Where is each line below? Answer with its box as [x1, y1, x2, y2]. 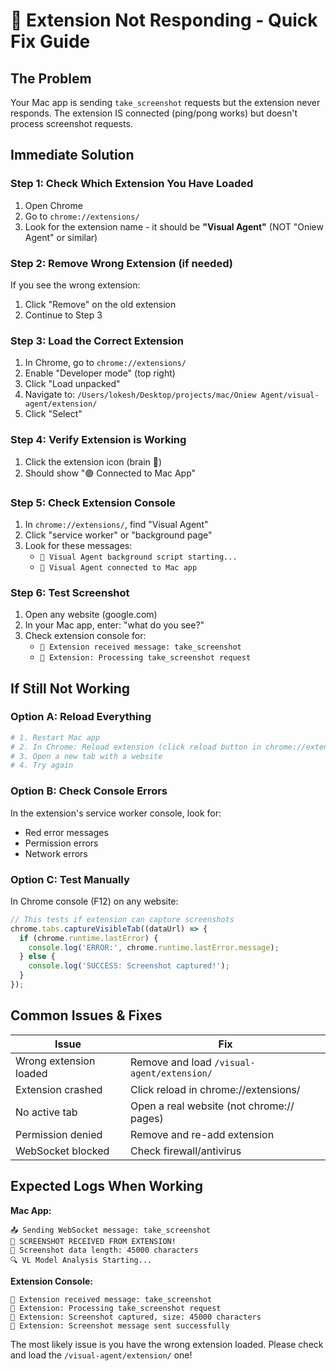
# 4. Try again [10, 760, 74, 771]
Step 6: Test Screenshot [10, 585, 130, 599]
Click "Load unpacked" [24, 378, 121, 390]
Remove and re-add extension [129, 1127, 275, 1141]
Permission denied [15, 1127, 103, 1141]
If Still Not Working [10, 680, 130, 697]
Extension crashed [15, 1082, 103, 1096]
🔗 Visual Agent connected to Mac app [39, 562, 198, 573]
